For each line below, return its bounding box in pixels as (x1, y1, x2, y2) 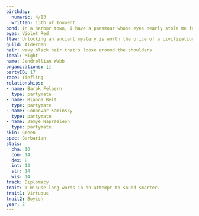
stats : (6, 140, 23, 147)
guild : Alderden (6, 42, 46, 48)
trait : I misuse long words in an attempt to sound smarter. (6, 185, 161, 191)
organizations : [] (6, 63, 52, 70)
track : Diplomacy (6, 179, 49, 185)
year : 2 (6, 201, 25, 207)
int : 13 (11, 163, 31, 169)
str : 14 (11, 168, 31, 175)
